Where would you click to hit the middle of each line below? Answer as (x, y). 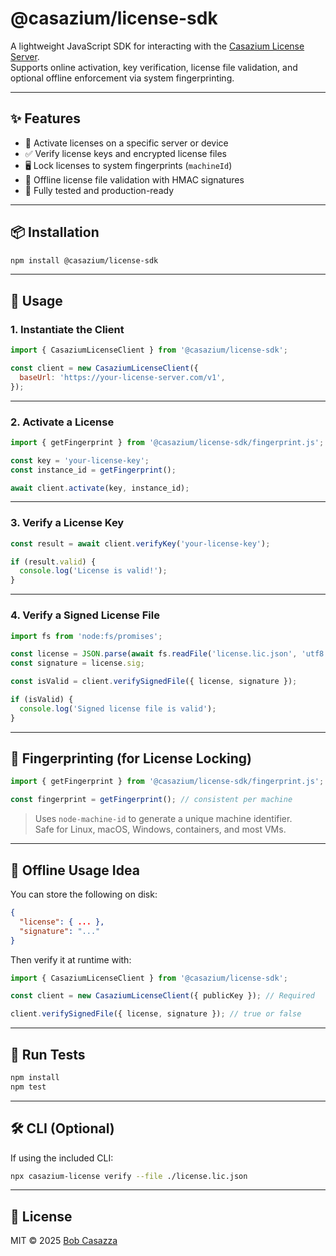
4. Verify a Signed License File (85, 615)
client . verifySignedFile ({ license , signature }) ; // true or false (156, 1014)
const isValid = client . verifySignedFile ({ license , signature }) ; (154, 682)
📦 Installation (55, 232)
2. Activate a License (62, 422)
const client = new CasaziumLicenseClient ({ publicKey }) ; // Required (162, 996)
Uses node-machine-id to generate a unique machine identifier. (163, 819)
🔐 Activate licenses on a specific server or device (126, 143)
